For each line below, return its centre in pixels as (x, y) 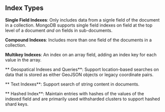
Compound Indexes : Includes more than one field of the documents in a (78, 40)
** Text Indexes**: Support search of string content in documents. (72, 84)
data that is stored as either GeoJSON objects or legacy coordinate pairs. (79, 74)
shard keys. (17, 104)
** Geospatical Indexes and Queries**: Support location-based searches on (82, 69)
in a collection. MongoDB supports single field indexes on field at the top (79, 25)
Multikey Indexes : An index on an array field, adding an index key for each (81, 55)
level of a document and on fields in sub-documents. (59, 30)
